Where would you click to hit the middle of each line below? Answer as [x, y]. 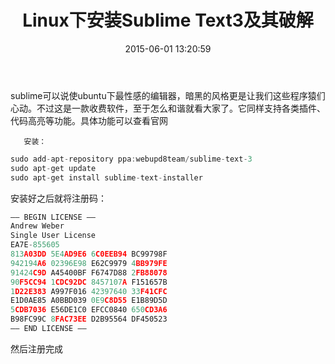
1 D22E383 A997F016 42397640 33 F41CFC [89, 291]
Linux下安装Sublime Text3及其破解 [168, 20]
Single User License [53, 236]
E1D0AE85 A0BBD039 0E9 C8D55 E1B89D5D [89, 301]
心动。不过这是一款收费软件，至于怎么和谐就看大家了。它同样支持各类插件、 [168, 108]
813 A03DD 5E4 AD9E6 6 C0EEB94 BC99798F [89, 254]
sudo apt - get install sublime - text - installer [106, 177]
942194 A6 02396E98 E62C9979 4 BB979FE [89, 263]
